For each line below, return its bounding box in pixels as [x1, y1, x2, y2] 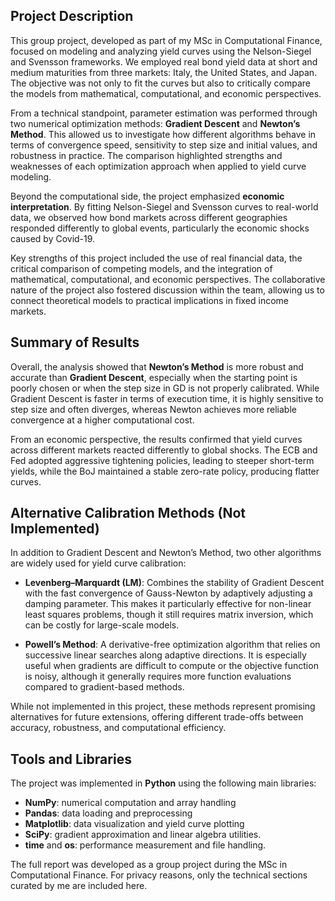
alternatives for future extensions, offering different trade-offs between [10, 711, 304, 723]
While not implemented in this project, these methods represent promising [10, 700, 316, 713]
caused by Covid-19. [10, 232, 96, 244]
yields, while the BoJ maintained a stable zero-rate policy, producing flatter [10, 465, 320, 477]
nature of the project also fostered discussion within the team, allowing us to [10, 284, 325, 296]
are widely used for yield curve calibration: [10, 557, 187, 569]
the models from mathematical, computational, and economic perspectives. [10, 87, 322, 99]
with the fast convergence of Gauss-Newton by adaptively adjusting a [24, 587, 313, 599]
